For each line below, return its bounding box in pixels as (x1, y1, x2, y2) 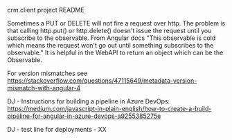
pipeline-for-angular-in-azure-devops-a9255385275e (7, 112, 161, 120)
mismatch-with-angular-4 (7, 84, 81, 92)
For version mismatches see (7, 69, 88, 77)
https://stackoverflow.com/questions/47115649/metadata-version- (7, 77, 197, 85)
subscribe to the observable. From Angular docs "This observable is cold (7, 34, 216, 42)
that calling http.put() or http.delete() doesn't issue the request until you (7, 27, 212, 34)
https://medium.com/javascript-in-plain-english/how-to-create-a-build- (7, 105, 212, 112)
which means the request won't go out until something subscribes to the (7, 41, 214, 49)
